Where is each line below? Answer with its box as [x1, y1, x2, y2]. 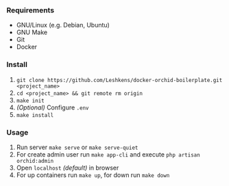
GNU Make [16, 28, 48, 36]
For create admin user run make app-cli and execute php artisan [16, 150, 200, 159]
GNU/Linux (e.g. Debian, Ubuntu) [16, 21, 110, 29]
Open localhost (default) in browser [16, 163, 119, 172]
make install [16, 111, 54, 118]
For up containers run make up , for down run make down [16, 170, 170, 179]
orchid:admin [16, 157, 54, 164]
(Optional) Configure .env [16, 103, 89, 111]
